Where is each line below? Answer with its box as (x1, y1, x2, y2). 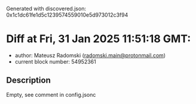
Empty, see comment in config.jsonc (6, 91, 96, 98)
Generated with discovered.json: (6, 5, 87, 12)
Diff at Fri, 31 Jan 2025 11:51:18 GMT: (6, 32, 191, 46)
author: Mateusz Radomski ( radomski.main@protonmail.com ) (14, 52, 166, 59)
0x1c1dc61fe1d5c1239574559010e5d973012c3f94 (6, 11, 128, 18)
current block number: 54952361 (14, 58, 97, 65)
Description (6, 75, 51, 86)
